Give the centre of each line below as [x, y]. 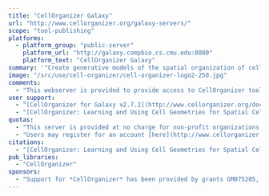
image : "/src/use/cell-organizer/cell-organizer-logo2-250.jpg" [118, 75]
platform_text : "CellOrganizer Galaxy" [89, 61]
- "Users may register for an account [80, 134]
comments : [25, 82]
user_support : [32, 98]
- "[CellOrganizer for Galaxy [66, 105]
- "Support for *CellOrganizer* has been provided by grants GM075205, [138, 180]
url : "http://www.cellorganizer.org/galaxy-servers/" [100, 23]
